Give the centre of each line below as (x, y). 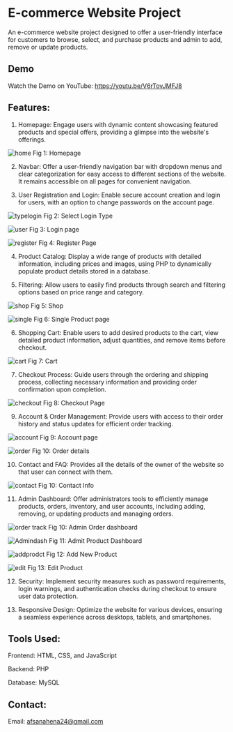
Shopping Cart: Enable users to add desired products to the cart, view (118, 332)
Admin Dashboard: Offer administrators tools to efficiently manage (113, 499)
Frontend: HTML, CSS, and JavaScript (62, 656)
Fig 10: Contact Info (66, 485)
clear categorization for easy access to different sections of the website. (122, 174)
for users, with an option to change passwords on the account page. (116, 202)
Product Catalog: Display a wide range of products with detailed (110, 256)
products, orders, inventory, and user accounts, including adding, (112, 506)
